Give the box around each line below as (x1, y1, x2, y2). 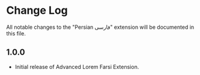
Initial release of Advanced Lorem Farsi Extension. (14, 63, 139, 70)
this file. (6, 29, 26, 37)
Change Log (6, 4, 68, 17)
